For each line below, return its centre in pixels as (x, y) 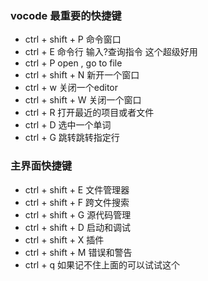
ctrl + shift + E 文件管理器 (77, 189)
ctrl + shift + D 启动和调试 (77, 227)
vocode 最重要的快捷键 (66, 15)
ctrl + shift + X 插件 (64, 239)
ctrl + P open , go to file (73, 63)
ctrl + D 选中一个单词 (68, 125)
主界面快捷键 (41, 166)
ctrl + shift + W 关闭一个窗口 (83, 100)
